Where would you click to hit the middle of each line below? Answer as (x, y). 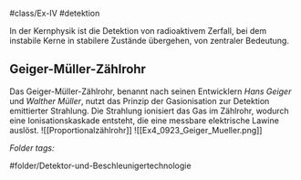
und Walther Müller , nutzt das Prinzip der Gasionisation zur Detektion (140, 101)
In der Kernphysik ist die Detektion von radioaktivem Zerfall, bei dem (138, 31)
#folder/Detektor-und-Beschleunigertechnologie (100, 165)
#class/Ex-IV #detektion (55, 13)
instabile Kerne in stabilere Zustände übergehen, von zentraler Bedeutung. (150, 41)
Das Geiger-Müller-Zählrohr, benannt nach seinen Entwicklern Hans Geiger (150, 91)
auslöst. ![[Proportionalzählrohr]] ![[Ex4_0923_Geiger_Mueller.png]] (136, 130)
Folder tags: (32, 148)
